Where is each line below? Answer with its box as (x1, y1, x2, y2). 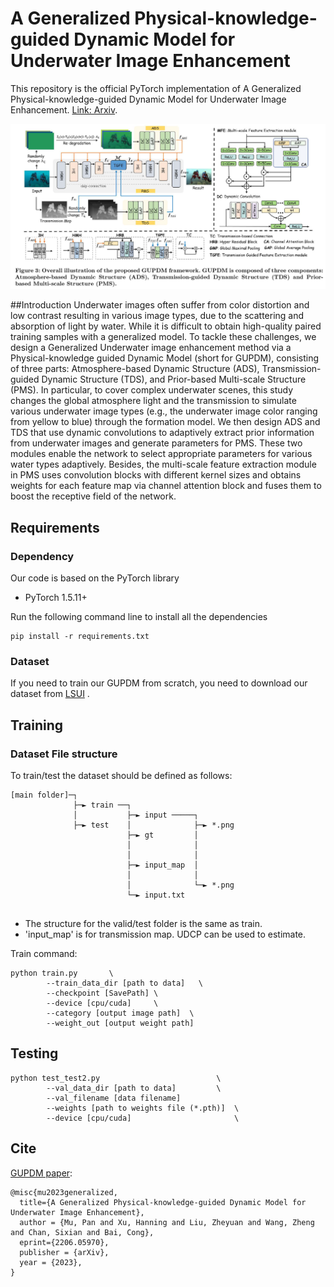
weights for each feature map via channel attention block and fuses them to (10, 480, 322, 492)
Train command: (10, 947, 78, 959)
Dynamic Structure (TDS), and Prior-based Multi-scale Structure (41, 373, 307, 386)
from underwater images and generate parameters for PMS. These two (10, 437, 303, 449)
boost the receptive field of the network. (10, 490, 177, 502)
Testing (10, 1045, 59, 1062)
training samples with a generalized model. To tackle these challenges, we (10, 331, 317, 343)
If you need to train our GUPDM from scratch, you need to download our (10, 677, 308, 689)
